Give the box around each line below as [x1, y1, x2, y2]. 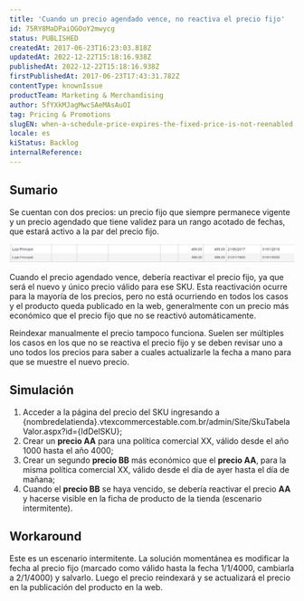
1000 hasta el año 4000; [22, 445, 114, 455]
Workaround [9, 529, 82, 544]
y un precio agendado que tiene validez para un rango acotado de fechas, [9, 216, 286, 227]
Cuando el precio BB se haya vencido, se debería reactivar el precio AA [22, 484, 291, 494]
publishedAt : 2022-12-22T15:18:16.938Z [9, 62, 160, 71]
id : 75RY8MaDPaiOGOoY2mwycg [9, 23, 116, 33]
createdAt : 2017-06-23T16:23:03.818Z [9, 43, 152, 52]
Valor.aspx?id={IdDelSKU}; [22, 426, 123, 437]
